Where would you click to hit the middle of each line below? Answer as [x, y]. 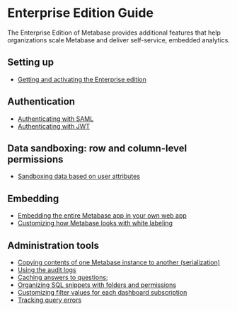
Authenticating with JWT [54, 126]
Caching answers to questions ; [63, 277]
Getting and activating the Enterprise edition [82, 79]
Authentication [41, 101]
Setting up [31, 63]
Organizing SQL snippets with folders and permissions [97, 285]
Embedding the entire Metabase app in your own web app [102, 216]
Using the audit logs [47, 270]
